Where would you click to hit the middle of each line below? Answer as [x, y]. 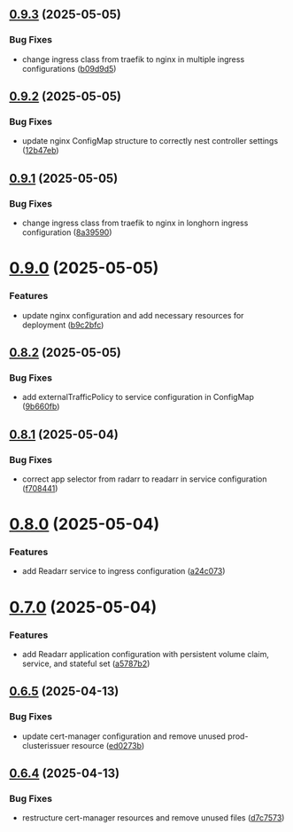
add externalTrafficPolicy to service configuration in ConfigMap [138, 397]
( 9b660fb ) [41, 406]
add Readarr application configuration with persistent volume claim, [146, 654]
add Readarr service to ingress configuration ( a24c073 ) [123, 571]
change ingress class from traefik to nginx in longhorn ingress [135, 223]
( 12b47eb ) [40, 151]
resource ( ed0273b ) [108, 745]
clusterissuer [46, 745]
